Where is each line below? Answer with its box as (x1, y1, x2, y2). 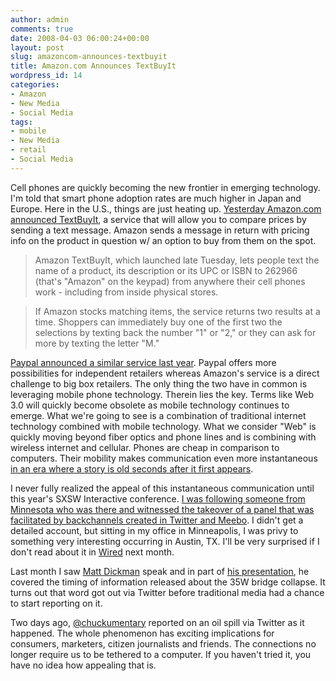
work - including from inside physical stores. (34, 286, 219, 298)
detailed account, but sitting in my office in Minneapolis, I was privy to (10, 524, 299, 536)
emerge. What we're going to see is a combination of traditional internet (10, 409, 307, 421)
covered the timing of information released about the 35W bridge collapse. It (10, 576, 326, 588)
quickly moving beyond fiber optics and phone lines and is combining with (10, 431, 317, 443)
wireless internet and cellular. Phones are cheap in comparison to (10, 441, 280, 453)
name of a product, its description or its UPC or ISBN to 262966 (34, 264, 298, 276)
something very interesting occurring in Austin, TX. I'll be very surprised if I (10, 535, 320, 547)
